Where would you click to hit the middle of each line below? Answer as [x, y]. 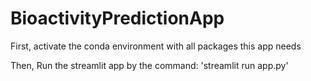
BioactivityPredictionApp [117, 18]
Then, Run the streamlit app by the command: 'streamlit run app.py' [149, 65]
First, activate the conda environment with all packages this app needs [156, 46]
